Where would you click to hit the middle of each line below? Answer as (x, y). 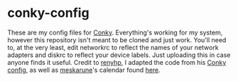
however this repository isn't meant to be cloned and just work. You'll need (117, 39)
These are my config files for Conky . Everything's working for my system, (115, 32)
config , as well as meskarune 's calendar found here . (84, 70)
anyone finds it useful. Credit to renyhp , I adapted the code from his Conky (117, 62)
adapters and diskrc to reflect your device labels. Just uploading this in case (119, 55)
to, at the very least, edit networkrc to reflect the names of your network (113, 47)
